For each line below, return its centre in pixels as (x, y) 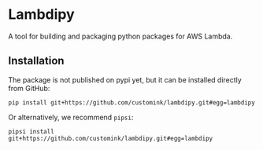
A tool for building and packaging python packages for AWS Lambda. (120, 36)
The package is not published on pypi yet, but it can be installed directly (125, 79)
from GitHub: (29, 88)
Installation (36, 61)
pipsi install (31, 131)
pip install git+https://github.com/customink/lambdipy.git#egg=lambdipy (132, 102)
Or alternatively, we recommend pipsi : (71, 117)
